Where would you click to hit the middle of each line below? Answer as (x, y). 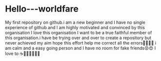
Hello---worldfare (42, 9)
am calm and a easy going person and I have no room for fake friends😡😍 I (80, 48)
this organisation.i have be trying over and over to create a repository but (78, 38)
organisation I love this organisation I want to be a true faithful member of (79, 32)
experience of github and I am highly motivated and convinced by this (75, 27)
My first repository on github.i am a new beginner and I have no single (75, 22)
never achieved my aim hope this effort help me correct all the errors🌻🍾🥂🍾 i (81, 43)
